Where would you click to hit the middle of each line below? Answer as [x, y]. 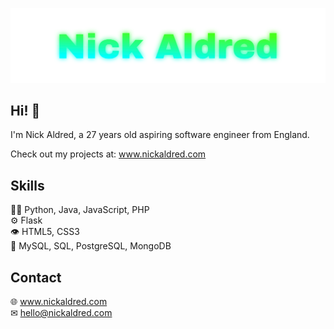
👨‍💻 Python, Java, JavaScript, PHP [80, 210]
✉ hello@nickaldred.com [61, 313]
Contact [36, 277]
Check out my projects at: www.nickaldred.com [108, 154]
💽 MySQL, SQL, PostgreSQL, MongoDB [91, 246]
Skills [27, 185]
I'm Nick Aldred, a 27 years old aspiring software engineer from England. [160, 135]
